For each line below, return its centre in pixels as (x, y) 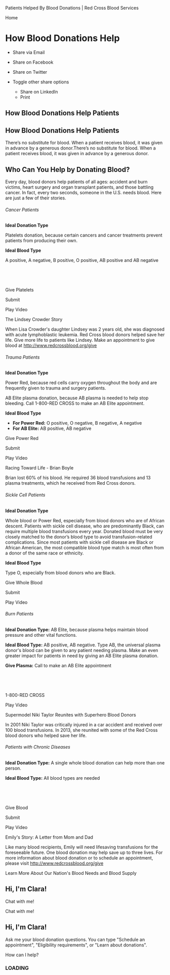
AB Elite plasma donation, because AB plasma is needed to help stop (77, 398)
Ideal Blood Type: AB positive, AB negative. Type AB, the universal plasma (83, 645)
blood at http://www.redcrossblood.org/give (51, 345)
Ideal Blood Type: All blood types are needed (53, 778)
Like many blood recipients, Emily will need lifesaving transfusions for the (82, 847)
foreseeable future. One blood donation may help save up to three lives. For (84, 852)
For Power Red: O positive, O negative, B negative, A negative (77, 423)
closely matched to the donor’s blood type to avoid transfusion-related (79, 537)
